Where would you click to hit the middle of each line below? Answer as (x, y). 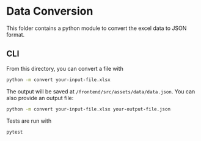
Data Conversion (50, 11)
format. (16, 34)
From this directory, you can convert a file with (65, 68)
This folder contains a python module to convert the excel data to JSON (97, 28)
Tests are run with (29, 121)
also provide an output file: (40, 98)
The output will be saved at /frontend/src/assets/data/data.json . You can (101, 91)
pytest (15, 132)
